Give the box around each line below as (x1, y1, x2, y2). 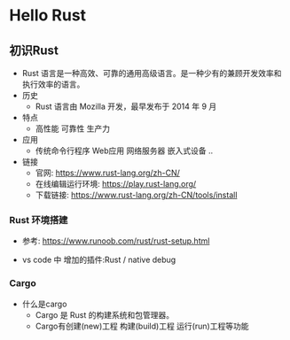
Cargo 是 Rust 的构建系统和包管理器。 (35, 309, 175, 320)
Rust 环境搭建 (9, 213, 68, 226)
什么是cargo (21, 298, 67, 309)
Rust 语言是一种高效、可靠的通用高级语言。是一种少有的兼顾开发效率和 (21, 68, 282, 78)
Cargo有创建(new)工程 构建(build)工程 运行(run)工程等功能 (35, 321, 249, 331)
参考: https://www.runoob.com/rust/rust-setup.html (21, 236, 210, 246)
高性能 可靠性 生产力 (35, 123, 111, 134)
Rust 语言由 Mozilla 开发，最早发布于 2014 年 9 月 (35, 101, 217, 112)
